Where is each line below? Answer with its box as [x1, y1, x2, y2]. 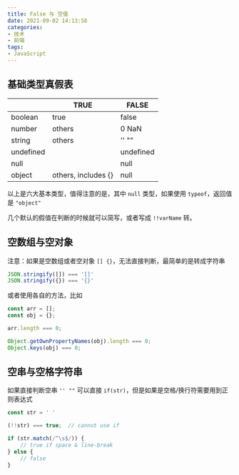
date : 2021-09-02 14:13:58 [7, 17, 88, 24]
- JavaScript [7, 51, 46, 58]
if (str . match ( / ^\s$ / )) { [7, 435, 84, 442]
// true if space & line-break [20, 441, 113, 449]
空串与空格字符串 [7, 366, 83, 378]
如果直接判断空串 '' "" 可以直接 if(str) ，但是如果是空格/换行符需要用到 [7, 386, 223, 394]
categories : [7, 24, 43, 31]
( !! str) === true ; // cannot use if [7, 422, 120, 429]
